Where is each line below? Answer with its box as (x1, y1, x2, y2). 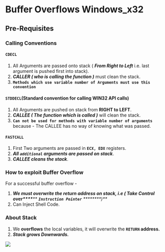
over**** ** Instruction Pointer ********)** (12, 196, 107, 202)
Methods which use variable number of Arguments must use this (12, 80, 151, 85)
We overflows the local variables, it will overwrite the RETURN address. (12, 226, 160, 232)
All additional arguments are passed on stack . (12, 150, 114, 157)
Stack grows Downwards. (12, 231, 69, 237)
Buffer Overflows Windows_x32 (5, 4, 144, 15)
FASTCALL (5, 134, 24, 140)
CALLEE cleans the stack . (12, 156, 69, 162)
